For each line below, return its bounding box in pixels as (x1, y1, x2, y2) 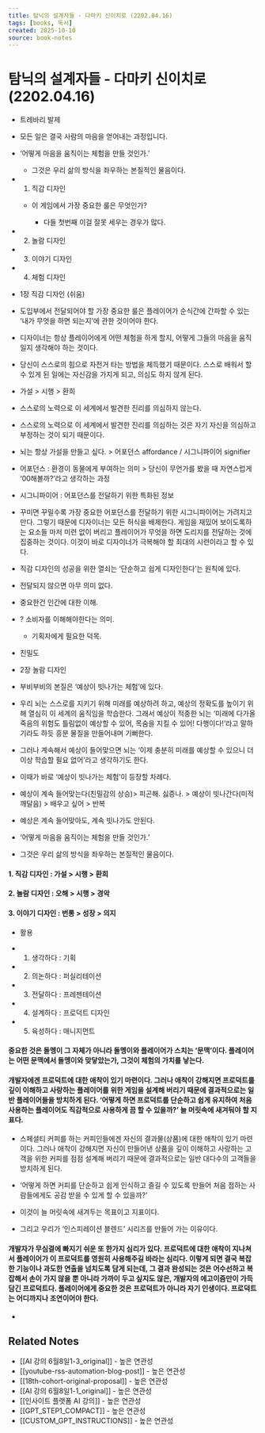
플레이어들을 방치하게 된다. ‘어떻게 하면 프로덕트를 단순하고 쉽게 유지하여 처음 (16, 1095, 252, 1105)
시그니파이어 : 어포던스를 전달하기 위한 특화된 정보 (19, 491, 174, 500)
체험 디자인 (31, 273, 66, 282)
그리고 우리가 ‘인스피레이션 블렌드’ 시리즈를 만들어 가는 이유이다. (19, 1224, 218, 1234)
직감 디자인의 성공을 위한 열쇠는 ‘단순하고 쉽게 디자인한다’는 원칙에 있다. (19, 564, 241, 573)
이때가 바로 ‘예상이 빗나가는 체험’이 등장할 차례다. (19, 772, 172, 782)
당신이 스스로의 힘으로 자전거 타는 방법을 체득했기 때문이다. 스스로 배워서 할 (19, 360, 252, 370)
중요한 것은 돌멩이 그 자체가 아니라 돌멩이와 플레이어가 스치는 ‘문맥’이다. (8, 1046, 228, 1056)
